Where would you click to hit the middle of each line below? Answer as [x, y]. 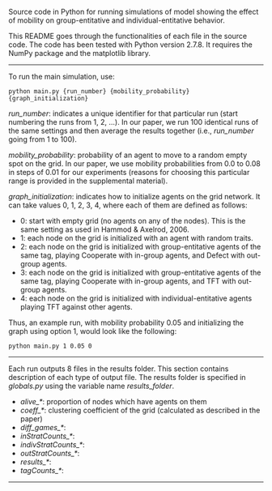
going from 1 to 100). [42, 139]
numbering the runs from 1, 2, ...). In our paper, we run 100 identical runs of [134, 122]
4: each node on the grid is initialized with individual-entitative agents [136, 298]
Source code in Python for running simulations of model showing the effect [134, 12]
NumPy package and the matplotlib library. [80, 53]
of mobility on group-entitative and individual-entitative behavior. [117, 20]
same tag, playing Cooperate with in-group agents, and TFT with [128, 281]
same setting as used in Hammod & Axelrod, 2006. [105, 229]
